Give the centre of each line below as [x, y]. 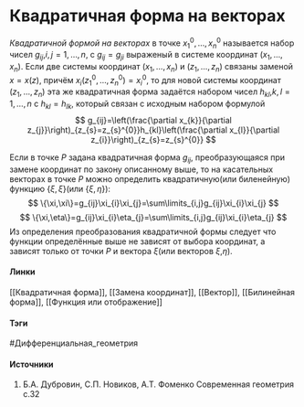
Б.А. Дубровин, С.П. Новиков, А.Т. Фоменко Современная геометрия [158, 384]
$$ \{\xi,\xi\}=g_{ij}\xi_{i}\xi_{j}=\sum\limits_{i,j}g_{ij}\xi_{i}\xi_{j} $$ [153, 203]
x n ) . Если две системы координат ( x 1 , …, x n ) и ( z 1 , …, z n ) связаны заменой [152, 68]
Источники [31, 364]
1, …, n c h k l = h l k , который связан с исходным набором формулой [137, 105]
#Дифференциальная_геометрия [74, 343]
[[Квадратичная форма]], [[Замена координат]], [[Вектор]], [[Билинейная [152, 293]
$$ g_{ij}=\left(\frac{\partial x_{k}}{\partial [153, 121]
